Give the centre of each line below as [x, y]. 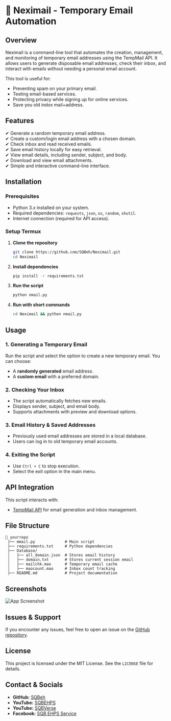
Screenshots [26, 589]
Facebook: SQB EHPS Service [44, 713]
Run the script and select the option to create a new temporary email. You [83, 356]
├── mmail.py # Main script [51, 542]
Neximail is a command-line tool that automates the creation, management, [84, 52]
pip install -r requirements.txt [48, 276]
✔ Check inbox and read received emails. [49, 144]
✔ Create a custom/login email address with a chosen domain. [71, 138]
